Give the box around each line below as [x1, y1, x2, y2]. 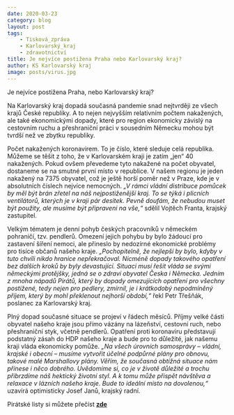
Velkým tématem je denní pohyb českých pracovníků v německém [7, 225, 198, 233]
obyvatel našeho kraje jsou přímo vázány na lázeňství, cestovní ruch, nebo [7, 319, 221, 328]
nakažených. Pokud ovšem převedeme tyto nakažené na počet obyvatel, [7, 159, 216, 167]
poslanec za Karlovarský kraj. [7, 299, 92, 307]
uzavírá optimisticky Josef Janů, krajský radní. [7, 386, 141, 395]
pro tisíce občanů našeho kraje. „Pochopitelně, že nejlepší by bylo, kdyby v [7, 247, 223, 255]
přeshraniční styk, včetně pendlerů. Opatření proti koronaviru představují [7, 327, 216, 335]
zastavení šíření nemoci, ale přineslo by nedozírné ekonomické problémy [7, 239, 216, 248]
